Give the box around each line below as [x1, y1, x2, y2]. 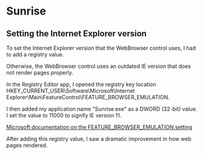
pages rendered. [6, 142, 48, 149]
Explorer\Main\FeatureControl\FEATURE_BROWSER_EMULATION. [6, 94, 170, 101]
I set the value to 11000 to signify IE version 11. [6, 112, 122, 119]
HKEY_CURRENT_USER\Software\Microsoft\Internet [6, 87, 135, 94]
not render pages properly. [6, 69, 74, 76]
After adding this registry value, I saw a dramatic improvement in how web [6, 135, 192, 142]
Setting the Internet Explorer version [6, 28, 147, 39]
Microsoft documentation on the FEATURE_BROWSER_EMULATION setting [6, 124, 193, 131]
